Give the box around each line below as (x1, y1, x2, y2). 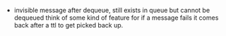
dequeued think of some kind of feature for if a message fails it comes (13, 13, 219, 22)
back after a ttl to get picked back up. (13, 21, 124, 29)
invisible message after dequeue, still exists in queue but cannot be (13, 6, 210, 14)
